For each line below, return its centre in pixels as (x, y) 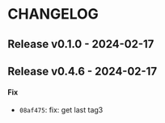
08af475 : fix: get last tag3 (61, 110)
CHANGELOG (53, 14)
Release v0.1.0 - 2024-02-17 (81, 44)
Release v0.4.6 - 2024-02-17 (82, 71)
